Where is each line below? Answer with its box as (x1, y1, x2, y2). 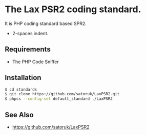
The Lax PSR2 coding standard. (5, 4, 141, 15)
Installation (5, 73, 41, 82)
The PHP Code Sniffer (12, 59, 59, 65)
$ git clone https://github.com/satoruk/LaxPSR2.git (5, 92, 120, 97)
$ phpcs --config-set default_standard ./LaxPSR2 (5, 96, 113, 101)
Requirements (5, 45, 51, 54)
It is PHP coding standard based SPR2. (5, 20, 87, 26)
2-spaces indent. (12, 30, 49, 36)
